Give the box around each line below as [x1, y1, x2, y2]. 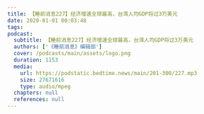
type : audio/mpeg [20, 83, 71, 90]
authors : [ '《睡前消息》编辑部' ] [13, 43, 102, 50]
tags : [7, 23, 23, 30]
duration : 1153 [13, 57, 59, 64]
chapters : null [13, 89, 59, 96]
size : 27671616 [20, 76, 65, 84]
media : [13, 63, 33, 70]
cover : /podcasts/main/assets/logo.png [13, 50, 131, 57]
